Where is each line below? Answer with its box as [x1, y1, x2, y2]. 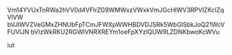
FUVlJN [7, 27, 30, 36]
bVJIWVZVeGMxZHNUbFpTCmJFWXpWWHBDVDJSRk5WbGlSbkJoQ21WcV [7, 21, 225, 28]
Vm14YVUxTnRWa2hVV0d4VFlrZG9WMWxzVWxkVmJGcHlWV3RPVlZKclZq [7, 6, 224, 14]
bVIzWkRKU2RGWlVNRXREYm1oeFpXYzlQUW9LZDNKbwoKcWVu [30, 27, 220, 36]
